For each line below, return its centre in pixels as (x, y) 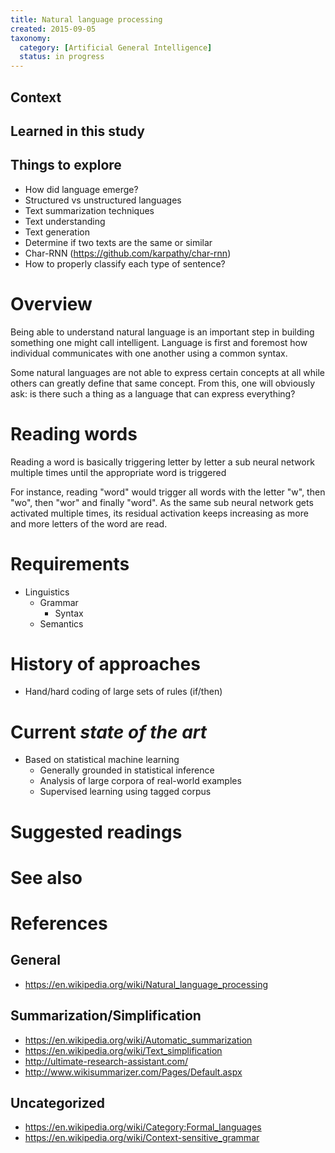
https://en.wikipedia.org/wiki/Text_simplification (123, 1050)
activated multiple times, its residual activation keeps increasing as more (159, 513)
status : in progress (62, 57)
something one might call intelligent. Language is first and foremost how (159, 342)
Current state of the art (109, 732)
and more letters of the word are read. (89, 523)
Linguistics (47, 592)
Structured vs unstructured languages (103, 200)
